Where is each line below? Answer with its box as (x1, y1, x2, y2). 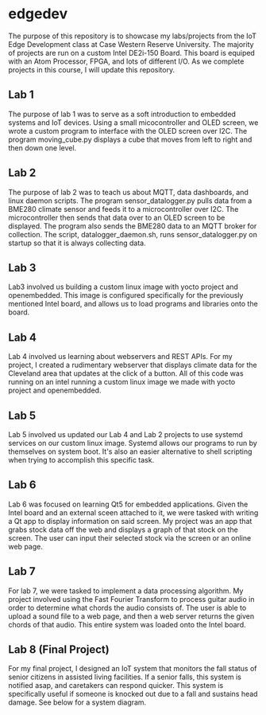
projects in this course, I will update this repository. (8, 64, 175, 74)
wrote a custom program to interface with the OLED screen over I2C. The (8, 126, 248, 135)
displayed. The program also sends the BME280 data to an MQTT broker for (8, 221, 257, 231)
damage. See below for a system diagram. (8, 697, 147, 707)
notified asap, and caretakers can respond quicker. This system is (8, 681, 224, 690)
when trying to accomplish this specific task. (8, 455, 155, 464)
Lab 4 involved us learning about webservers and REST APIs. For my (8, 352, 233, 361)
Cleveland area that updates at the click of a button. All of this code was (8, 369, 244, 378)
